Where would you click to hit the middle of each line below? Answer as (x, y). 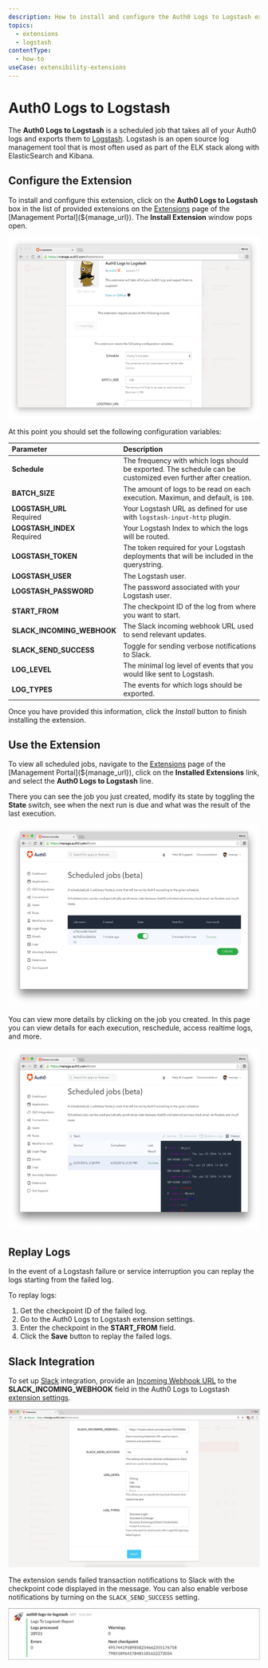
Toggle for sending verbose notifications (190, 646)
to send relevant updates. (165, 635)
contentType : (30, 51)
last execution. (32, 814)
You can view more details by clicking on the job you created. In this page (129, 1020)
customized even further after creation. (187, 478)
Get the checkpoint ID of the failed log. (83, 1311)
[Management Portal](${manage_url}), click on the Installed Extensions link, (134, 772)
